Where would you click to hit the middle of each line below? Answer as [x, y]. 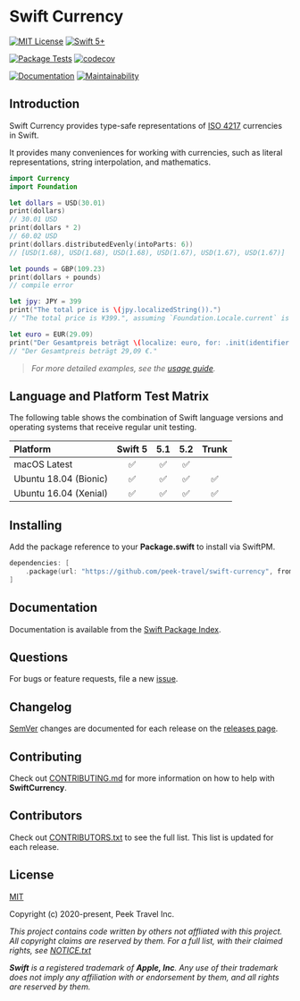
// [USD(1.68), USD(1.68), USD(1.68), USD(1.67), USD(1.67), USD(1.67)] [147, 252]
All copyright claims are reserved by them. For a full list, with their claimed [146, 940]
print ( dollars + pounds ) [55, 277]
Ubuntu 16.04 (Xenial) [61, 494]
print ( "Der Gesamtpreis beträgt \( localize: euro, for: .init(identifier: [151, 343]
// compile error [42, 285]
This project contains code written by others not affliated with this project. [146, 931]
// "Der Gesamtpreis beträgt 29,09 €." [83, 351]
